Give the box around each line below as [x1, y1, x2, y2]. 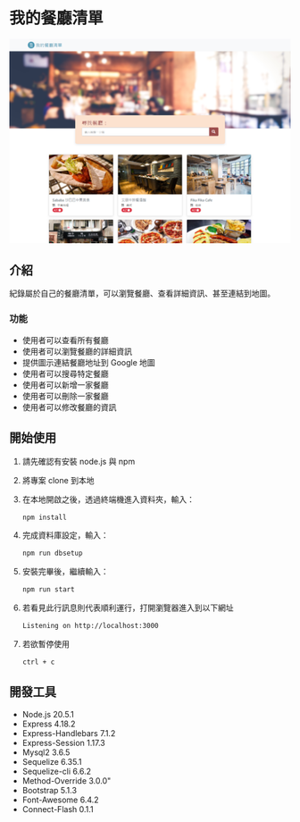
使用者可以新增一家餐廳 [21, 379, 109, 390]
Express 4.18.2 [21, 718, 76, 729]
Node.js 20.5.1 [21, 709, 74, 719]
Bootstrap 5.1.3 [21, 784, 78, 795]
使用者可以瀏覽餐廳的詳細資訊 [21, 346, 132, 356]
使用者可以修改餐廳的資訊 [21, 401, 117, 412]
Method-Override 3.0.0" [21, 775, 112, 786]
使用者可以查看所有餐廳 [21, 334, 109, 345]
